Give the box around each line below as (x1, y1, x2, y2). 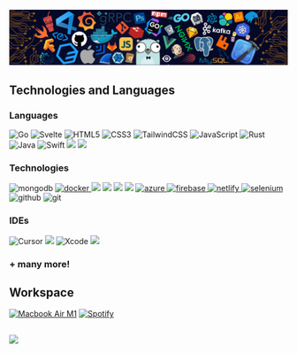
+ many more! (9, 257, 71, 270)
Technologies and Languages (9, 82, 175, 97)
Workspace (9, 285, 74, 300)
